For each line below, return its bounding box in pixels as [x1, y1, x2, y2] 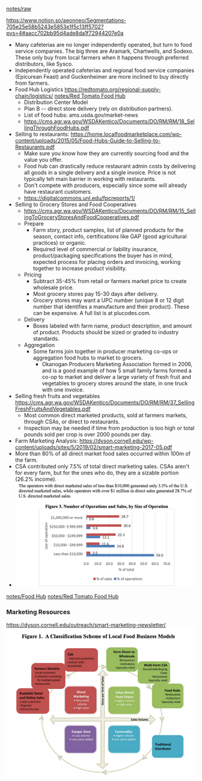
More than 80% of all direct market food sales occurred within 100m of [14, 450, 191, 457]
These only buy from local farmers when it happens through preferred [14, 54, 189, 61]
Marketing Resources [6, 608, 70, 616]
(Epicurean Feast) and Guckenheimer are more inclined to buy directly [14, 73, 189, 80]
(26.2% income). [14, 476, 57, 483]
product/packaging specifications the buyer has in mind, [32, 252, 173, 259]
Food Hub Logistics [14, 86, 64, 93]
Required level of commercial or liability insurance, [32, 246, 158, 253]
